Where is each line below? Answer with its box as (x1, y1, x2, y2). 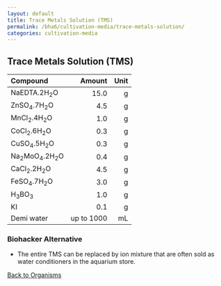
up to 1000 (70, 213, 108, 223)
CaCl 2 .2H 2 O (10, 164, 51, 175)
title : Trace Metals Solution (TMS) (7, 17, 113, 24)
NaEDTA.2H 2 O (10, 88, 59, 99)
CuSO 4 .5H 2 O (10, 138, 54, 150)
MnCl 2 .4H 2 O (10, 113, 53, 124)
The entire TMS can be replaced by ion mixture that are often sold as (17, 250, 215, 258)
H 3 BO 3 (10, 189, 33, 200)
